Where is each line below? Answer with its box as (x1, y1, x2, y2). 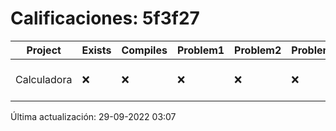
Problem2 (234, 43, 282, 57)
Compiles (121, 43, 168, 57)
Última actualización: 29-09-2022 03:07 (10, 110, 177, 122)
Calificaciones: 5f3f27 (10, 7, 200, 30)
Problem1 (176, 43, 225, 57)
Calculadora (15, 72, 73, 86)
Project (26, 43, 62, 57)
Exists (81, 43, 112, 57)
